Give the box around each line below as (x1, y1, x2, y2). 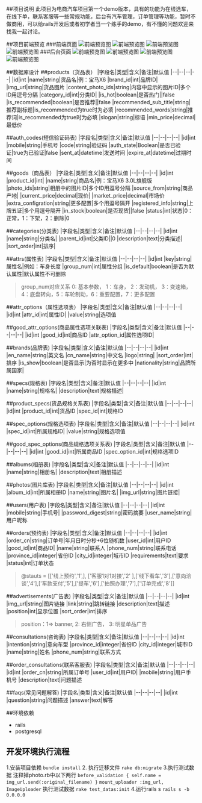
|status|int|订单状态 (6, 560, 54, 566)
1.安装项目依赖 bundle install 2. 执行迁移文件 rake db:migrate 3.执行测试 (6, 764, 189, 771)
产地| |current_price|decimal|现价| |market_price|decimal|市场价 (6, 192, 165, 199)
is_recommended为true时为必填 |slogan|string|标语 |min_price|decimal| (18, 114, 196, 120)
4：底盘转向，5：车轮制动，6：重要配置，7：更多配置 (20, 291, 155, 298)
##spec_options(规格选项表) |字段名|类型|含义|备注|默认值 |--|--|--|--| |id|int (6, 420, 195, 427)
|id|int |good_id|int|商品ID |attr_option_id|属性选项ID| (25, 331, 155, 339)
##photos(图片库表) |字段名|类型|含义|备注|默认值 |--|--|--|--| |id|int (6, 481, 174, 488)
